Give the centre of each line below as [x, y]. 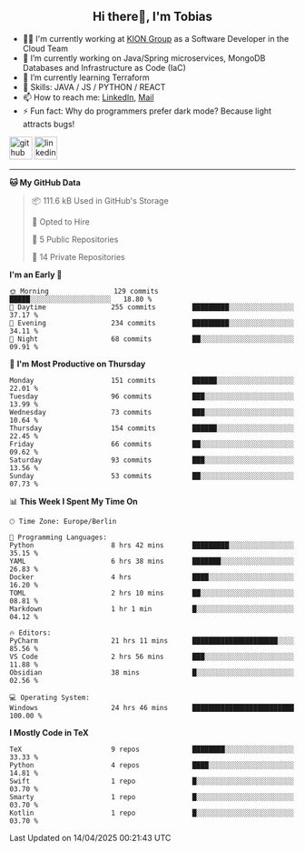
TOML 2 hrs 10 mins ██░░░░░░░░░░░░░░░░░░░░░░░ [152, 593]
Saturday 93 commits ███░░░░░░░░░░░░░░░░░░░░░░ [152, 460]
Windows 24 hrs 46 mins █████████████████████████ [152, 707]
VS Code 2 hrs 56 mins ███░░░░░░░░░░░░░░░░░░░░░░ [152, 657]
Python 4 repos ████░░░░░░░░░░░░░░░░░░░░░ [152, 765]
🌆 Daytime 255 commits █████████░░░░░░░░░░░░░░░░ [152, 307]
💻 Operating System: [50, 697]
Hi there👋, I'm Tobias [152, 17]
